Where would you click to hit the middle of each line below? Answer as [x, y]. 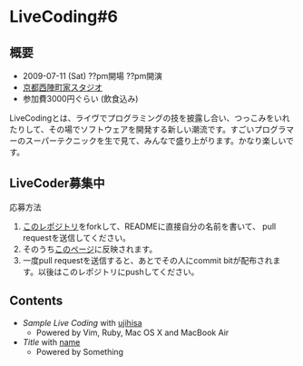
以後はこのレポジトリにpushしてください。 [118, 272]
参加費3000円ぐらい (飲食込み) [80, 99]
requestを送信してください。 [77, 237]
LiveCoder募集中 [57, 183]
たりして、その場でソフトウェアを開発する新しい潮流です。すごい [132, 129]
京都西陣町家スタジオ [62, 87]
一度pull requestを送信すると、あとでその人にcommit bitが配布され [147, 260]
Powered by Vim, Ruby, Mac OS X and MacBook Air [132, 332]
